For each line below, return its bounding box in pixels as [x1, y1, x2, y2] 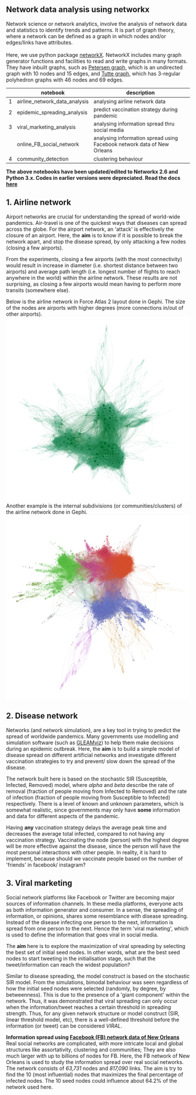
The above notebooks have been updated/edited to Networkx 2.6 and [6, 168, 178, 175]
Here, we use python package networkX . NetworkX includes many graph [6, 51, 182, 58]
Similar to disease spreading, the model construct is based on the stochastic [6, 972, 190, 980]
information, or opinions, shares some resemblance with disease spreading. [6, 912, 188, 919]
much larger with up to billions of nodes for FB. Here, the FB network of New [6, 1052, 190, 1059]
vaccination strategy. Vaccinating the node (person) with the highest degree [6, 836, 189, 843]
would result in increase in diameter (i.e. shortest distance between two [6, 262, 178, 269]
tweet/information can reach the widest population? [6, 961, 130, 968]
